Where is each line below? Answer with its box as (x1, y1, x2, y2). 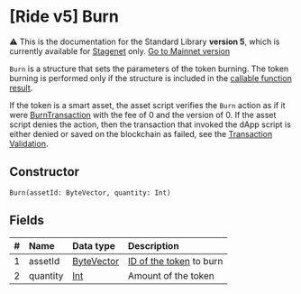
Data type (71, 239, 115, 252)
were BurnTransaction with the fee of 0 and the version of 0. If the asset (9, 109, 277, 120)
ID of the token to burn (127, 254, 223, 267)
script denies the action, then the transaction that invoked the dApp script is (9, 119, 291, 130)
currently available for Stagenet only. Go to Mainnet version (9, 45, 231, 56)
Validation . (9, 138, 49, 149)
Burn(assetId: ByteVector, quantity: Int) (9, 188, 171, 198)
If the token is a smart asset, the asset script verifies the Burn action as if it (9, 99, 286, 110)
